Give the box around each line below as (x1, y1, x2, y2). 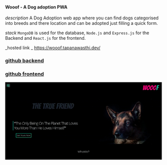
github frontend (5, 71, 44, 78)
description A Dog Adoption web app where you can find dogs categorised (5, 15, 159, 21)
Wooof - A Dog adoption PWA (5, 4, 68, 10)
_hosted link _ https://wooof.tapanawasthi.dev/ (5, 45, 101, 51)
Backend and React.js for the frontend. (5, 35, 86, 41)
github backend (5, 57, 44, 64)
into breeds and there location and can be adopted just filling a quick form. (5, 20, 158, 26)
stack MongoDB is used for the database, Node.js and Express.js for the (5, 30, 150, 36)
